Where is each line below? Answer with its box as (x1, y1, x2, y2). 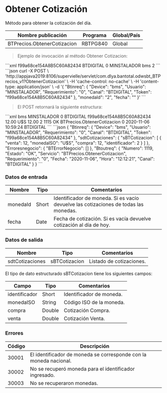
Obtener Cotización (5, 3, 88, 15)
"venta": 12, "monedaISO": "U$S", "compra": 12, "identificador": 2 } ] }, (5, 140, 150, 146)
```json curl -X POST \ (5, 68, 49, 74)
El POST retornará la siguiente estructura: (17, 103, 103, 110)
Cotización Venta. (64, 315, 105, 322)
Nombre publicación (17, 31, 67, 38)
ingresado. (30, 372, 55, 379)
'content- (140, 78, 159, 84)
